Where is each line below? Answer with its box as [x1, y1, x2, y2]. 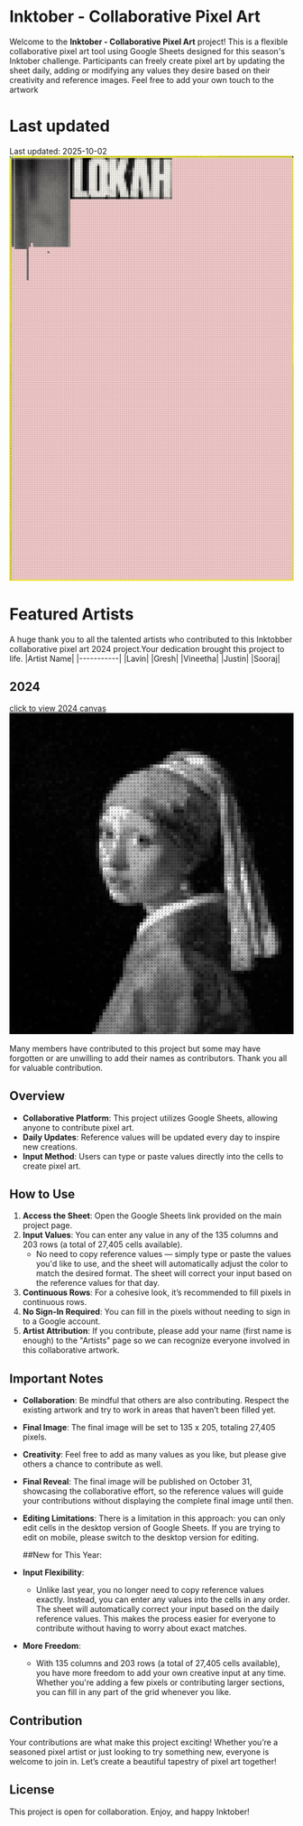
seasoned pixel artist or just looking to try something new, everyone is [9, 1747, 270, 1757]
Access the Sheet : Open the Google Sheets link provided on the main [22, 1210, 282, 1221]
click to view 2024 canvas [9, 703, 106, 714]
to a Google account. [22, 1316, 101, 1327]
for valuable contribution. [9, 1062, 104, 1073]
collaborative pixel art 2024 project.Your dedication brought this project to [9, 643, 285, 654]
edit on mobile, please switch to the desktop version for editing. [22, 1533, 260, 1543]
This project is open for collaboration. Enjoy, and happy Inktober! [9, 1806, 250, 1817]
